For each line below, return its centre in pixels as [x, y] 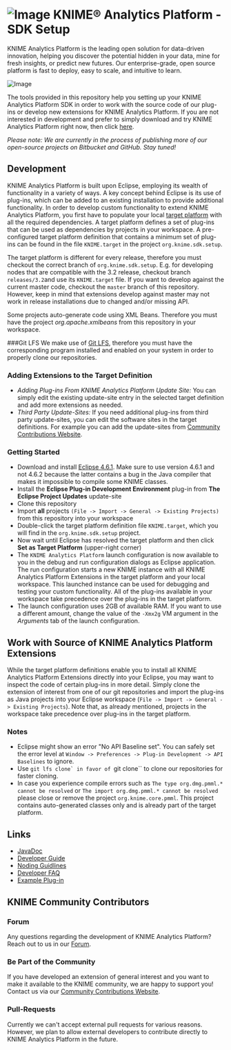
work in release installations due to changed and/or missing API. [98, 301]
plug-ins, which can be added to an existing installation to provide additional [115, 200]
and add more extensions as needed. [70, 405]
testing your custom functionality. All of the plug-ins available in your [115, 592]
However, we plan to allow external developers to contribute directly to [108, 1031]
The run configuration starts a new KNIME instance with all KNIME [111, 569]
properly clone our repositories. [52, 357]
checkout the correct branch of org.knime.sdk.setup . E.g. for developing [110, 265]
